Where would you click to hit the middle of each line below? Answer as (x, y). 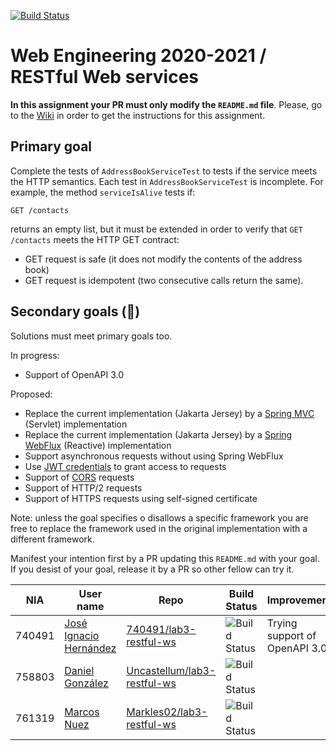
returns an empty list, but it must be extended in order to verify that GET (156, 229)
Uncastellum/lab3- (171, 670)
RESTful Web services (105, 77)
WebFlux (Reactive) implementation (98, 445)
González (86, 683)
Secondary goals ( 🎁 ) (75, 311)
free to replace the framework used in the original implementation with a (159, 528)
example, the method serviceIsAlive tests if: (103, 192)
